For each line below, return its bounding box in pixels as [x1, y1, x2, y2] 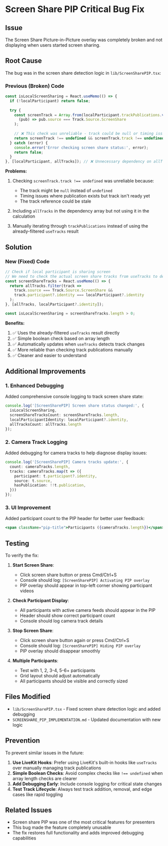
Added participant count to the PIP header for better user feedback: [5, 516, 145, 522]
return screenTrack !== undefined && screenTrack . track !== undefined [14, 135, 164, 141]
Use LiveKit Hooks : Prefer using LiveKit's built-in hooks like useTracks [12, 759, 157, 765]
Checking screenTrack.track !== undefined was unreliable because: [12, 178, 154, 184]
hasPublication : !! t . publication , [14, 483, 86, 488]
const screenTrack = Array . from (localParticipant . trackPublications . [14, 112, 162, 117]
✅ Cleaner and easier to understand [12, 352, 87, 358]
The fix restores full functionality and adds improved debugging [12, 830, 144, 836]
